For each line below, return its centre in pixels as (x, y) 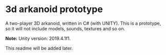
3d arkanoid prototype (54, 9)
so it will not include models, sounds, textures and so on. (65, 28)
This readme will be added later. (39, 48)
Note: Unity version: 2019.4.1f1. (38, 38)
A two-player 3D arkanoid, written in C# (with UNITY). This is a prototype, (83, 23)
